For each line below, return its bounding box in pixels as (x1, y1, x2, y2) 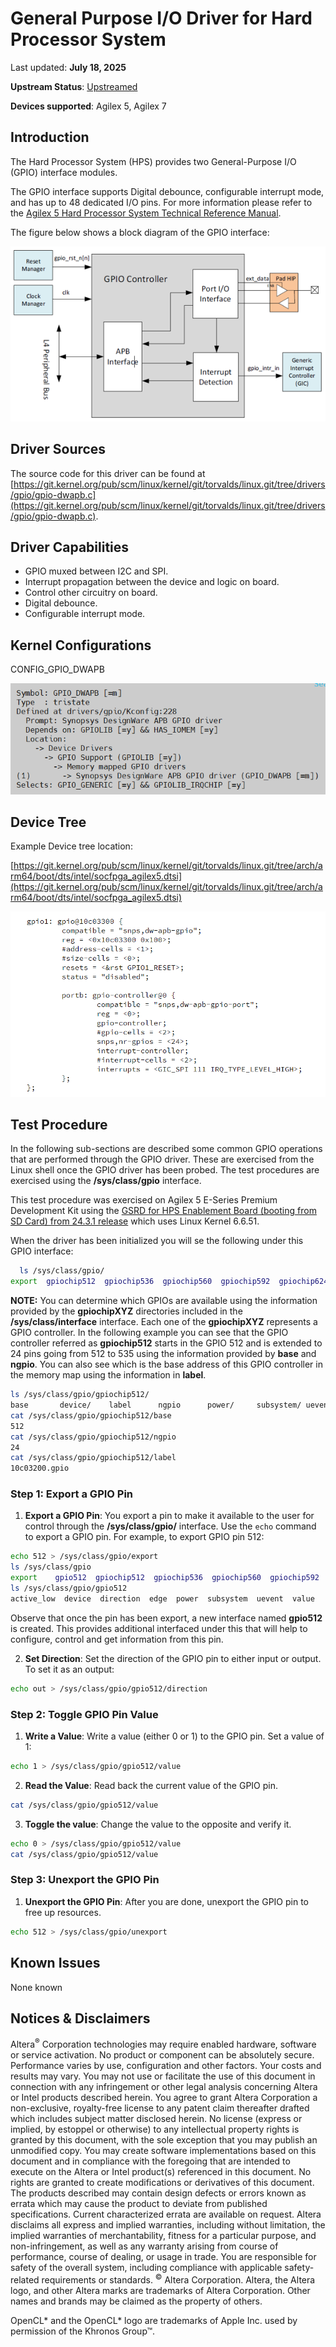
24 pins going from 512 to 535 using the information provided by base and (10, 1348, 317, 1360)
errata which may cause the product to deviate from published (10, 2197, 268, 2209)
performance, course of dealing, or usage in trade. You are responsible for (10, 2250, 317, 2262)
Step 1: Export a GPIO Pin (10, 1487, 134, 1501)
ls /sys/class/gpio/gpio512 (10, 1583, 128, 1594)
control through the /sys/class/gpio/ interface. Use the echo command (24, 1520, 317, 1532)
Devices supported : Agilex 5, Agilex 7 (10, 100, 167, 112)
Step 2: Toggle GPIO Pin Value (10, 1707, 159, 1721)
